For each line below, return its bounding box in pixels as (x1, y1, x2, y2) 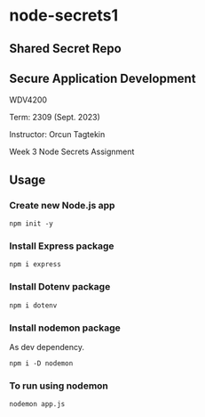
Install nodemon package (9, 322, 122, 334)
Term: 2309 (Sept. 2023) (9, 112, 100, 123)
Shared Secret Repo (9, 41, 122, 56)
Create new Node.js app (9, 199, 115, 211)
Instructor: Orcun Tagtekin (9, 129, 106, 140)
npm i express (9, 260, 62, 269)
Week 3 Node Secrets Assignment (9, 146, 135, 157)
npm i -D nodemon (9, 358, 74, 368)
